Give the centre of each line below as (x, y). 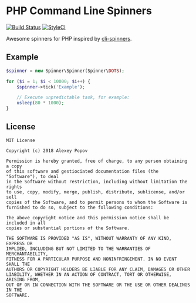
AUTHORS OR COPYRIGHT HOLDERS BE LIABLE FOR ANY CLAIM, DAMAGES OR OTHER (98, 269)
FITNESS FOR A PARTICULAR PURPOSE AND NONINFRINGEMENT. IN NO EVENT (92, 259)
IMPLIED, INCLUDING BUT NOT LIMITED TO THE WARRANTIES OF (78, 249)
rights (14, 187)
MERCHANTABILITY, (27, 254)
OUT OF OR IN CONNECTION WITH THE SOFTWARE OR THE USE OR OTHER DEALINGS (98, 285)
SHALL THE (18, 264)
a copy (14, 166)
